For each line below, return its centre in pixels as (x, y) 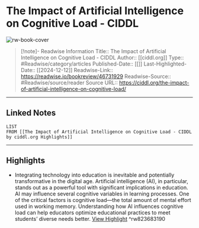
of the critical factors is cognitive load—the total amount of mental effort (103, 200)
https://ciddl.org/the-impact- (154, 82)
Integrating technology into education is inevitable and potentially (94, 175)
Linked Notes (31, 113)
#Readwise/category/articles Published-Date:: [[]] (81, 64)
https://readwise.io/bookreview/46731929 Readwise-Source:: (96, 76)
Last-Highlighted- (165, 64)
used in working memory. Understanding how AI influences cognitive (99, 206)
